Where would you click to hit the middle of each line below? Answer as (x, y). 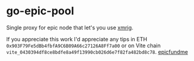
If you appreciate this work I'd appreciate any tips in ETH (77, 39)
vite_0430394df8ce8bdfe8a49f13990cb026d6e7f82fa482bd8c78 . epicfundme (97, 51)
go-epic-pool (40, 11)
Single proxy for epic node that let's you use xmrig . (70, 28)
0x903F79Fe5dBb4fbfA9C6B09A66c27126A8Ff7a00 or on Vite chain (84, 45)
